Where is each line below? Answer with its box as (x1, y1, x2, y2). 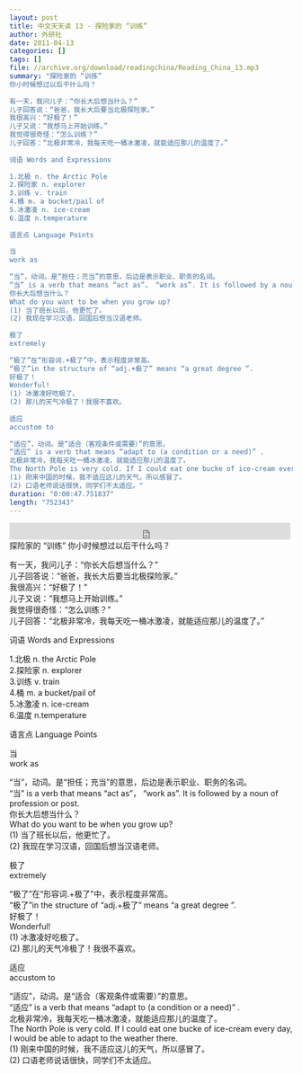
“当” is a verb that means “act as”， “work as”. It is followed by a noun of (9, 788, 279, 799)
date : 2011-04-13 (9, 38, 75, 48)
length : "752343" (9, 498, 75, 507)
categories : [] (9, 47, 67, 56)
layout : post (9, 13, 58, 22)
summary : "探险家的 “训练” (9, 72, 102, 81)
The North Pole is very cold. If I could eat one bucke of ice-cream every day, (9, 1024, 293, 1034)
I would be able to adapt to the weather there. (9, 1033, 178, 1043)
